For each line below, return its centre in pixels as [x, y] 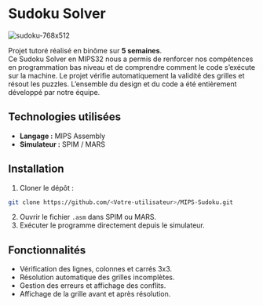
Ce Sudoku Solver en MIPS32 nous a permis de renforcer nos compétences [131, 59]
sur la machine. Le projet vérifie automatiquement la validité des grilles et [126, 75]
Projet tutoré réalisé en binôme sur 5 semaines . [85, 50]
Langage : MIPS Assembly [62, 136]
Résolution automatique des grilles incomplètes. [97, 277]
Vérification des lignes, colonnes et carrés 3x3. [96, 269]
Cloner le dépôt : [47, 188]
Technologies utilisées [65, 117]
